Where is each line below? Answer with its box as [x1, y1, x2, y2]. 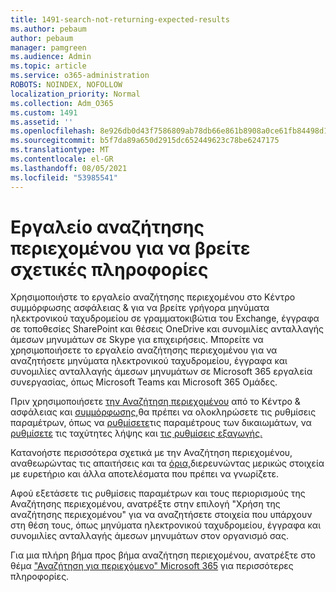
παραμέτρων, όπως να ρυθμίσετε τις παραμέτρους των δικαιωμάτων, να [10, 417, 312, 429]
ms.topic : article [10, 61, 87, 71]
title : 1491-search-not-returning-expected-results [10, 14, 230, 25]
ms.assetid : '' [10, 117, 74, 127]
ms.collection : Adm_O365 [10, 98, 114, 108]
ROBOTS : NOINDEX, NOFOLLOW [10, 80, 123, 90]
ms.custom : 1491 [10, 107, 78, 118]
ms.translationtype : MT [10, 145, 110, 155]
